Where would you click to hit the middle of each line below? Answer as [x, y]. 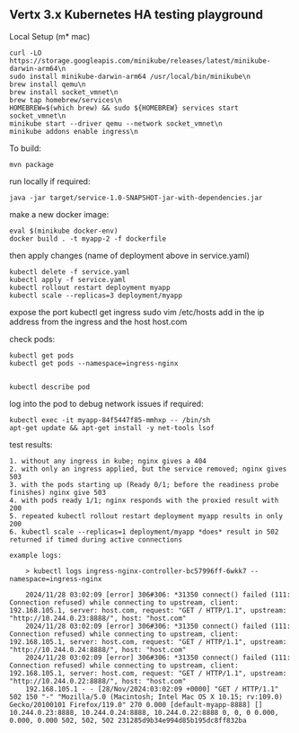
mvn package [31, 164]
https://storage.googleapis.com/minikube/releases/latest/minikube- [140, 61]
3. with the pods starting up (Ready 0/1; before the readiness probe [144, 484]
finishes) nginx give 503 [57, 492]
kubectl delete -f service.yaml [70, 272]
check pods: [32, 339]
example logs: [36, 555]
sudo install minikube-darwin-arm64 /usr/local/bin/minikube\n [130, 76]
